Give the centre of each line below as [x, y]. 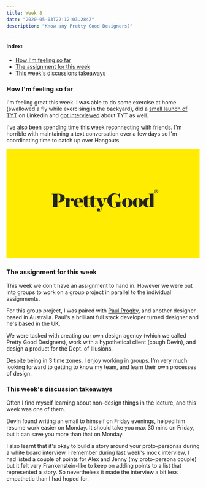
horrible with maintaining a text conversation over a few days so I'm [92, 134]
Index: [15, 46]
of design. [19, 373]
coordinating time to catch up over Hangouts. [63, 140]
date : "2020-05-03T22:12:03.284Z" [51, 19]
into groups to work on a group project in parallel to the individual [89, 292]
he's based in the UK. [33, 323]
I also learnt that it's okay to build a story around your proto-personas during [103, 446]
